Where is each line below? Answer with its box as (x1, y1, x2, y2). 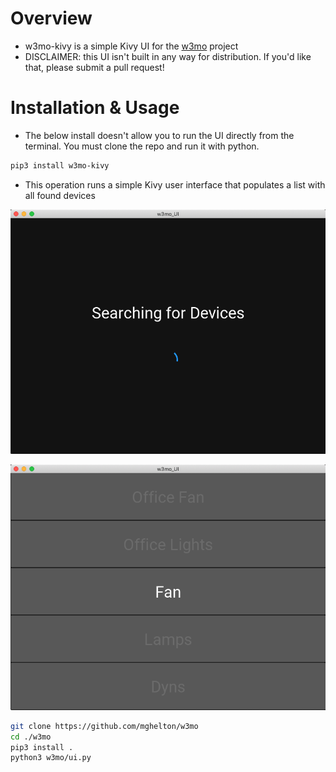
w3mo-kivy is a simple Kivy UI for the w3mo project (24, 40, 239, 52)
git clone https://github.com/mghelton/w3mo (10, 721, 199, 731)
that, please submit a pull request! (24, 61, 165, 73)
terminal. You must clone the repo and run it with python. (24, 140, 260, 152)
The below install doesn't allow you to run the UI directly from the (24, 129, 295, 141)
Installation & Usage (10, 97, 180, 119)
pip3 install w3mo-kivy (10, 160, 110, 171)
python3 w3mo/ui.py (10, 753, 92, 763)
